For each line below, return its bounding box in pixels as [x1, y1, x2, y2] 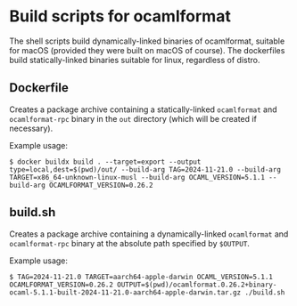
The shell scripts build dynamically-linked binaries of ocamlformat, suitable [9, 36, 285, 46]
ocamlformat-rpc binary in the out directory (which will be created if [9, 113, 257, 124]
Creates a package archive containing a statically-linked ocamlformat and [9, 104, 278, 115]
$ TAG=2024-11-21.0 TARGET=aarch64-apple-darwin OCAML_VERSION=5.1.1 [9, 272, 274, 281]
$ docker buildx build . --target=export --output [9, 157, 202, 166]
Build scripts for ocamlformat [9, 6, 232, 27]
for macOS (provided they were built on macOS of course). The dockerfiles [9, 44, 285, 55]
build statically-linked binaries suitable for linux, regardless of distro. [9, 54, 260, 65]
